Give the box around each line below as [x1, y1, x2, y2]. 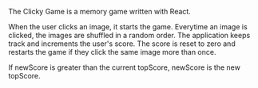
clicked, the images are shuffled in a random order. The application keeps [8, 31, 251, 40]
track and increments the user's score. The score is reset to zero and [8, 39, 236, 48]
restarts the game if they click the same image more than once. [8, 48, 216, 56]
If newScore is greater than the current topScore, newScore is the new [8, 63, 241, 72]
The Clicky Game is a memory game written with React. [8, 7, 192, 16]
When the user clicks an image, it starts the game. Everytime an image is [8, 22, 248, 31]
